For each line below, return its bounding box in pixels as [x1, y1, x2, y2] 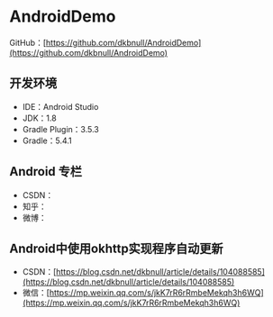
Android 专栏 [9, 164, 83, 179]
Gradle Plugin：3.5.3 [22, 123, 99, 134]
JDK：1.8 [22, 113, 57, 123]
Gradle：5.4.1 [22, 135, 72, 146]
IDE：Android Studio [22, 101, 99, 112]
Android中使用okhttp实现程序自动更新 [9, 240, 223, 256]
